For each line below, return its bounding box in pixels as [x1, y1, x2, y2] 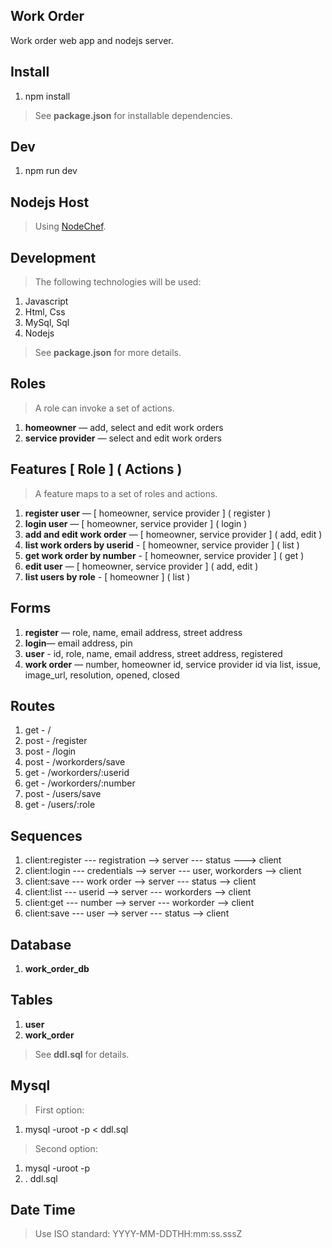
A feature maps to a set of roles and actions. [34, 487, 218, 499]
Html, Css [24, 306, 66, 318]
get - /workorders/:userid [24, 767, 130, 779]
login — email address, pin [24, 637, 133, 649]
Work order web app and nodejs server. [10, 34, 174, 46]
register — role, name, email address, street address [24, 626, 243, 638]
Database [10, 936, 72, 953]
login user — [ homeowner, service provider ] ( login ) [24, 517, 248, 529]
